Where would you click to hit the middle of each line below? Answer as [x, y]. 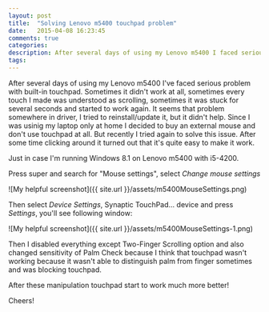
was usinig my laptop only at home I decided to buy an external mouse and [132, 126]
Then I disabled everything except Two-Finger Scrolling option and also [126, 244]
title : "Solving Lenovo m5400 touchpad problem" [93, 23]
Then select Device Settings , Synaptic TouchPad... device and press [121, 204]
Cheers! [21, 300]
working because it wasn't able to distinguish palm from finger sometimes [130, 261]
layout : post [30, 16]
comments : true [34, 38]
